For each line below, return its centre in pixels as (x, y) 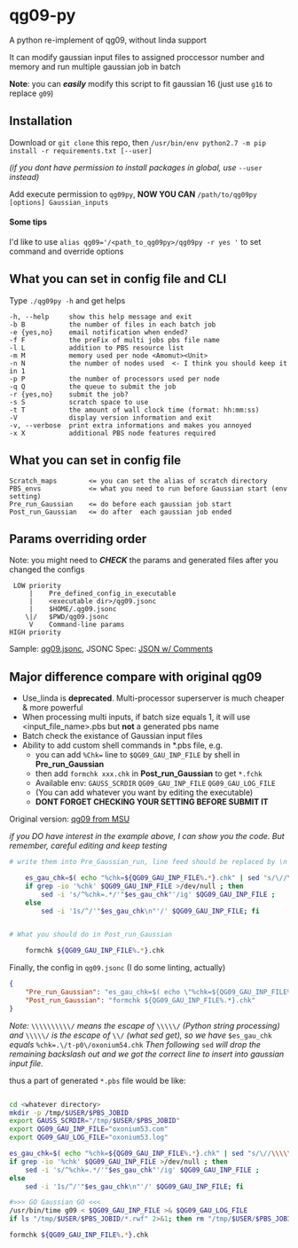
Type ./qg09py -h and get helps (67, 300)
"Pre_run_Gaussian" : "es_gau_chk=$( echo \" (109, 993)
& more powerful (52, 708)
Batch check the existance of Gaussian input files (112, 736)
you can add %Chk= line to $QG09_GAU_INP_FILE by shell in (137, 755)
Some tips (28, 222)
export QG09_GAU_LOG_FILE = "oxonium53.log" (89, 1138)
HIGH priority (35, 632)
